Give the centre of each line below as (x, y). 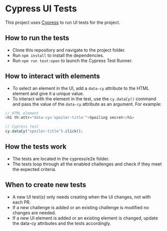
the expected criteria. (34, 169)
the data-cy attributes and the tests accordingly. (62, 223)
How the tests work (36, 147)
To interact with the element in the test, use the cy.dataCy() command (84, 99)
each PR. (22, 202)
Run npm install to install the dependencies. (58, 55)
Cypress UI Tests (41, 9)
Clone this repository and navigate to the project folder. (69, 50)
